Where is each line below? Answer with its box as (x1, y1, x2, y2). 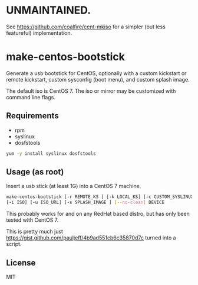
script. (6, 241, 22, 248)
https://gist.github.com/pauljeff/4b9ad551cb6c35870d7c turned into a (6, 234, 176, 241)
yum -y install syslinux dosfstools (6, 150, 96, 157)
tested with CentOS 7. (6, 216, 59, 224)
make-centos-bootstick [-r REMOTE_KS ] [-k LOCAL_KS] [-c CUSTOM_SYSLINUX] (6, 194, 196, 200)
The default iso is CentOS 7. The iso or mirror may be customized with (6, 87, 176, 95)
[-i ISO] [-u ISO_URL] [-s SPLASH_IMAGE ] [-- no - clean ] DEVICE (6, 199, 165, 206)
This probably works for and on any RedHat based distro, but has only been (6, 210, 190, 218)
